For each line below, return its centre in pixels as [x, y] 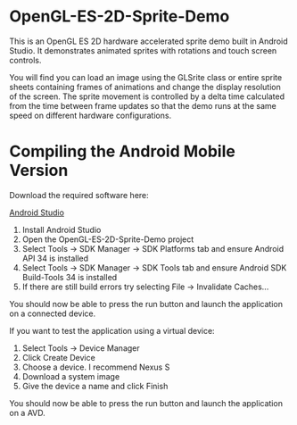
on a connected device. [53, 313]
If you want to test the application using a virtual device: [112, 330]
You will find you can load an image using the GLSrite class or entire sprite [146, 77]
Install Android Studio [62, 229]
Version [39, 171]
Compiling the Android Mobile [123, 151]
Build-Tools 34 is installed [70, 277]
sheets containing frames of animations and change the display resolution [145, 87]
